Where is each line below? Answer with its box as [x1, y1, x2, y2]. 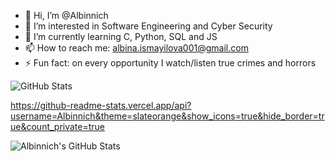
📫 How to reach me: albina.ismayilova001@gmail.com [24, 42, 249, 54]
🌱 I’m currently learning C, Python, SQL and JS [24, 31, 218, 42]
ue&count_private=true [10, 121, 106, 132]
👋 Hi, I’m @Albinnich [24, 10, 109, 21]
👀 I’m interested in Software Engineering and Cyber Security [24, 20, 273, 32]
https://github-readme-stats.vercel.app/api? [10, 100, 192, 111]
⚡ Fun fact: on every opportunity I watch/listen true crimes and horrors [24, 57, 317, 69]
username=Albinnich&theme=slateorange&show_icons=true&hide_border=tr [10, 110, 325, 122]
